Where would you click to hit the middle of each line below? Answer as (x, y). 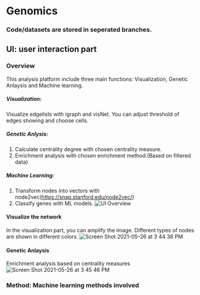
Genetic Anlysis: (27, 134)
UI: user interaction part (52, 49)
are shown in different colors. (42, 236)
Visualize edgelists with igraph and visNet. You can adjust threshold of (93, 114)
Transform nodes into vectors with (57, 190)
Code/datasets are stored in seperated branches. (79, 30)
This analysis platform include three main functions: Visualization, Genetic (97, 79)
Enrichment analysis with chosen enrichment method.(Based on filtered (103, 155)
